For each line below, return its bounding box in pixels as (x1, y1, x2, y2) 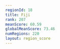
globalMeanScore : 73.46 (5, 27, 55, 32)
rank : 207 (5, 17, 26, 22)
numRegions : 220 (5, 31, 39, 36)
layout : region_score (5, 36, 51, 41)
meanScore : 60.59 (5, 21, 42, 27)
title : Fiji (5, 12, 30, 17)
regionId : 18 (5, 7, 33, 13)
